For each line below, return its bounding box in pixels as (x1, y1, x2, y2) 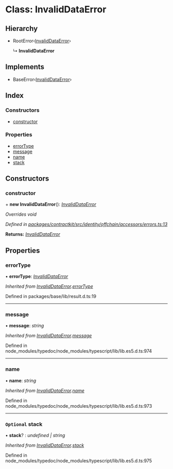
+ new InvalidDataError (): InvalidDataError (5, 201, 96, 207)
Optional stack (5, 421, 43, 428)
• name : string (5, 377, 37, 384)
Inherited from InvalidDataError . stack (5, 442, 84, 448)
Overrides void (5, 211, 37, 217)
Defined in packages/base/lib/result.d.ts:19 (5, 293, 97, 300)
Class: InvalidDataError (5, 4, 107, 15)
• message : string (5, 323, 44, 329)
